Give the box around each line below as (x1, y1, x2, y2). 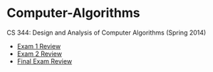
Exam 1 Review (16, 42, 61, 50)
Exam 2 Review (16, 49, 62, 58)
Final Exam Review (16, 56, 73, 65)
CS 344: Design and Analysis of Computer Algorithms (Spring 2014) (6, 28, 207, 37)
